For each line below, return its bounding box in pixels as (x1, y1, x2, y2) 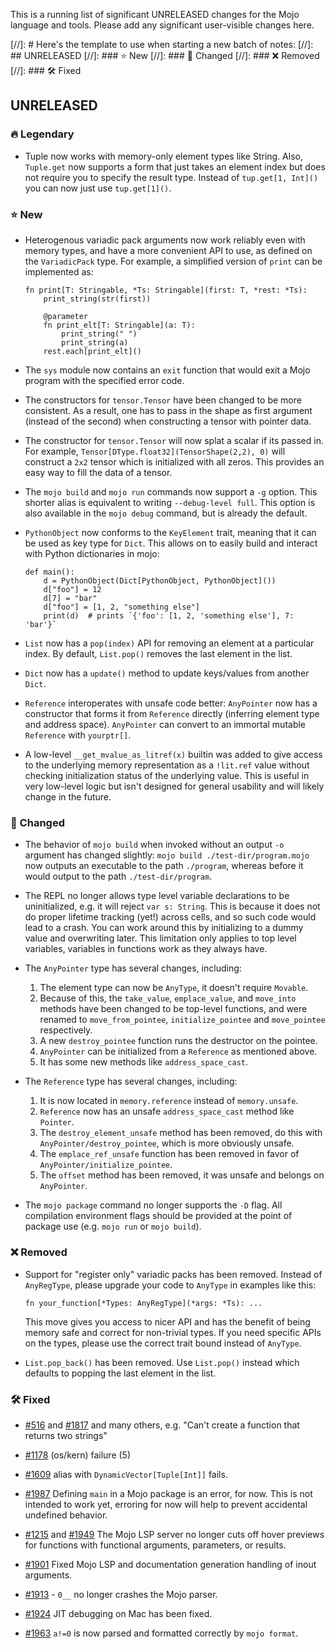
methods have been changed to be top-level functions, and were (39, 1003, 308, 1015)
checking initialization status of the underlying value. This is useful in (24, 769, 310, 781)
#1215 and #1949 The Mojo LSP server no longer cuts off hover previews (24, 1528, 325, 1540)
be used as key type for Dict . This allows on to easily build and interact (24, 537, 318, 549)
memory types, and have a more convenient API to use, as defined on (24, 244, 313, 256)
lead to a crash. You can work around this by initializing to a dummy (24, 922, 304, 934)
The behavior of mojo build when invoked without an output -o (24, 839, 285, 851)
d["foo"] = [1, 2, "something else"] (43, 602, 200, 612)
